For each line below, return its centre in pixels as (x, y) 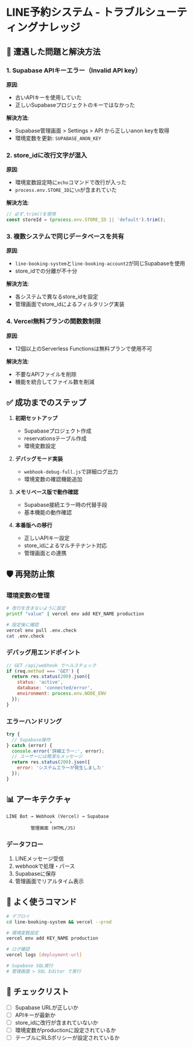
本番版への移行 (33, 525)
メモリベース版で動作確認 (47, 492)
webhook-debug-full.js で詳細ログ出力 (71, 472)
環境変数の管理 (28, 595)
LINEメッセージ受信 (40, 858)
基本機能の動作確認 (48, 512)
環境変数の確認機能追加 (53, 479)
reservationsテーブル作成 (55, 439)
